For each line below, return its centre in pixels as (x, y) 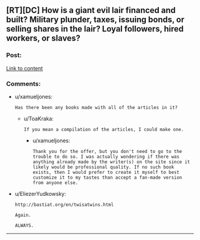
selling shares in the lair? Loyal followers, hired (95, 29)
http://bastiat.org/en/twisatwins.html (64, 205)
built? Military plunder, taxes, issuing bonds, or (95, 20)
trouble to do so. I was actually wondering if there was (106, 157)
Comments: (24, 83)
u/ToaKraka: (38, 119)
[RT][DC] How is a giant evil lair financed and (91, 10)
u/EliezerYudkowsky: (40, 194)
